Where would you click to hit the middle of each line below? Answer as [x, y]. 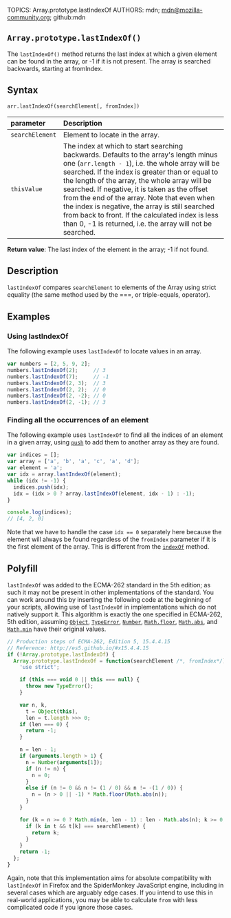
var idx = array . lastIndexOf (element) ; [64, 475]
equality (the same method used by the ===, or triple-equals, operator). [109, 295]
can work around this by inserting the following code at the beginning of [109, 599]
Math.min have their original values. [57, 629]
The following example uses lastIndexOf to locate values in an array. [104, 351]
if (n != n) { [46, 769]
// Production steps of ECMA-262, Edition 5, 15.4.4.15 [89, 641]
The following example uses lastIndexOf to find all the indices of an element [115, 435]
